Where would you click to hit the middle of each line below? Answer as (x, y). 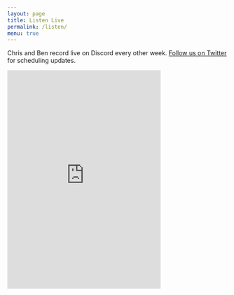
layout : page (26, 14)
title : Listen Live (36, 20)
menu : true (23, 33)
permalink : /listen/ (37, 27)
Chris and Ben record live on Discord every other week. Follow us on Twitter (117, 53)
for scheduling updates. (41, 61)
